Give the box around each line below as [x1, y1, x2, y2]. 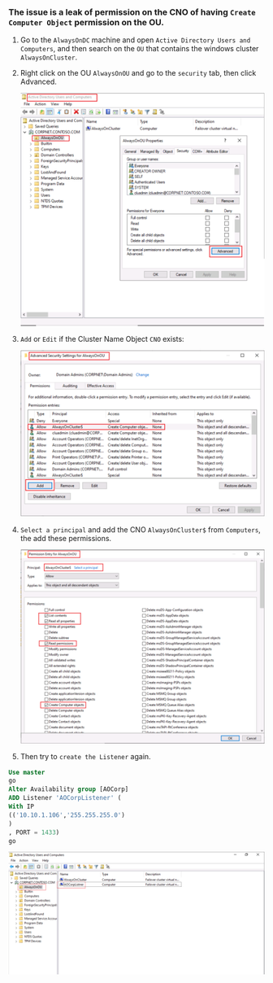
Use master [8, 768, 45, 776]
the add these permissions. [19, 533, 112, 543]
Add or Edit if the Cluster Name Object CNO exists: [19, 334, 184, 343]
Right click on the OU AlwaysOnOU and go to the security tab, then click [19, 68, 257, 78]
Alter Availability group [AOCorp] [8, 785, 129, 793]
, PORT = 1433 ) [8, 828, 60, 837]
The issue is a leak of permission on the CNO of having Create [8, 7, 256, 18]
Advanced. [19, 76, 57, 87]
